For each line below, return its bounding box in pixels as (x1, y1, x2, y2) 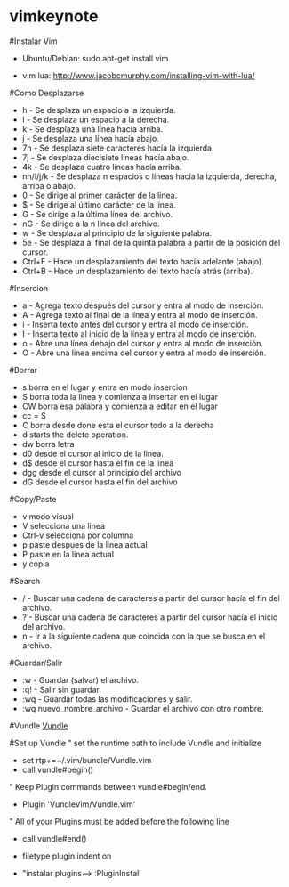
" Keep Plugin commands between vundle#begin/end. (9, 781, 207, 792)
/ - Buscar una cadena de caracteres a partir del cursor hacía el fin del (21, 592, 280, 603)
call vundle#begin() (21, 764, 94, 775)
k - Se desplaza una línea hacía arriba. (21, 123, 163, 134)
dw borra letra (21, 438, 75, 449)
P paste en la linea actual (21, 549, 114, 559)
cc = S (21, 410, 46, 420)
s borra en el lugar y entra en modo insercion (21, 381, 188, 393)
